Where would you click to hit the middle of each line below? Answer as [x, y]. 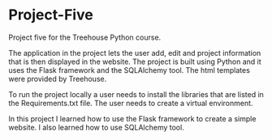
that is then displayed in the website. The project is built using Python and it [135, 62]
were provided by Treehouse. [58, 78]
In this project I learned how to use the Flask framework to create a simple [132, 118]
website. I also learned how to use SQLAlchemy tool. [96, 127]
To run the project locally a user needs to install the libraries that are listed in [136, 94]
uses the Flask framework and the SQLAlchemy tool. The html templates [129, 70]
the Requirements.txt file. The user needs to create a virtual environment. [131, 103]
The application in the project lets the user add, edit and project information [135, 53]
